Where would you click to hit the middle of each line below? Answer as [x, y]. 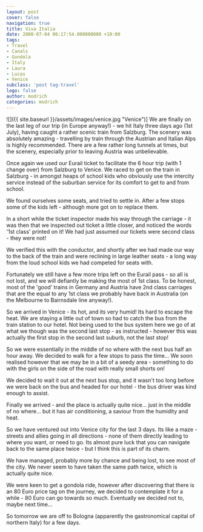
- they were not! [26, 238]
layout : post [23, 12]
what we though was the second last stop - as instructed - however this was [101, 331]
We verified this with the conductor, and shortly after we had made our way [100, 249]
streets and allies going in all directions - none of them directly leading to [98, 436]
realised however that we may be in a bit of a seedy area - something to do [100, 362]
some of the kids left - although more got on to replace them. [82, 207]
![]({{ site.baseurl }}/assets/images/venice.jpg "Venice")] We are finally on [99, 119]
